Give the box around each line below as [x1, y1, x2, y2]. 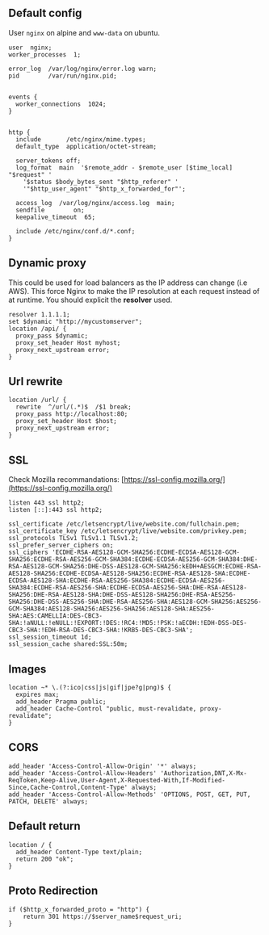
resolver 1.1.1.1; [8, 310, 70, 318]
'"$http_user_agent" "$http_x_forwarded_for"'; [23, 185, 186, 193]
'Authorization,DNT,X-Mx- [160, 769, 248, 778]
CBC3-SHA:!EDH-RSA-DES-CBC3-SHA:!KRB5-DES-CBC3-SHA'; [8, 626, 194, 635]
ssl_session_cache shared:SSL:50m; [8, 640, 128, 648]
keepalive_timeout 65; [15, 213, 95, 221]
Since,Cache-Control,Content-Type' [8, 783, 128, 791]
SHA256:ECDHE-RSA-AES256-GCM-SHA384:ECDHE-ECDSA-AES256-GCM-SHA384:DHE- [8, 556, 258, 564]
